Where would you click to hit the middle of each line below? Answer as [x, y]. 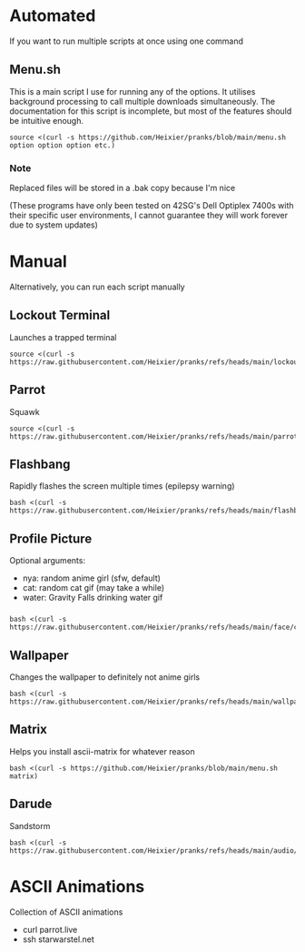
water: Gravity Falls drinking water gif [93, 598]
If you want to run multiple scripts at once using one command [126, 41]
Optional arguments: [48, 561]
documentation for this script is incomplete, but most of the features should [151, 111]
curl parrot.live [50, 929]
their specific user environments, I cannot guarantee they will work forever [149, 216]
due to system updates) [54, 225]
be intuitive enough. [47, 120]
